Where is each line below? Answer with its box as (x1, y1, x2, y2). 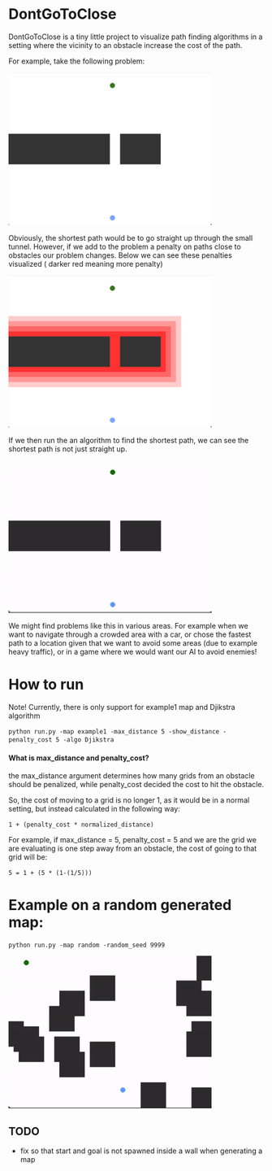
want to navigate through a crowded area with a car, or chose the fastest (8, 629, 252, 639)
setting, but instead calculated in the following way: (8, 804, 180, 814)
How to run (8, 676, 84, 694)
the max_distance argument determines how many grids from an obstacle (8, 771, 255, 781)
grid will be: (8, 852, 48, 862)
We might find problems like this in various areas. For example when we (8, 621, 249, 631)
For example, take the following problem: (8, 56, 145, 66)
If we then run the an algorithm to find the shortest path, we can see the (8, 436, 249, 446)
